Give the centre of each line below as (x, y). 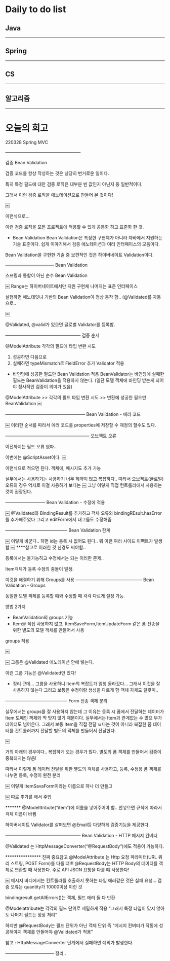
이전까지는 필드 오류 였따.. (31, 447)
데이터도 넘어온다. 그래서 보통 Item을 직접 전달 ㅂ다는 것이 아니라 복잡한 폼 (78, 724)
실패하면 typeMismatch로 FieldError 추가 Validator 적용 (68, 363)
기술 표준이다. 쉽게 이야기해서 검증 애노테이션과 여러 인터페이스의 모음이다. (86, 244)
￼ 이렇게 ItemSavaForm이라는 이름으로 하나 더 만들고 (59, 786)
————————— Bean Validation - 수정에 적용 (55, 503)
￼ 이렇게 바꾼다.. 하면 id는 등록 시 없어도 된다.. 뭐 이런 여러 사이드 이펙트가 (79, 541)
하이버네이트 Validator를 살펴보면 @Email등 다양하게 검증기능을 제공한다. (78, 825)
